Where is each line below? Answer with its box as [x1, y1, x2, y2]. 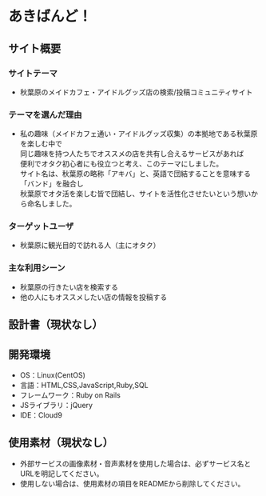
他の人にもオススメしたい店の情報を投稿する [19, 292, 168, 302]
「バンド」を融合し [19, 179, 84, 189]
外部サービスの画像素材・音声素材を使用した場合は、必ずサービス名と [19, 458, 252, 468]
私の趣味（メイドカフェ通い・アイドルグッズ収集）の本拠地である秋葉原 [19, 129, 258, 138]
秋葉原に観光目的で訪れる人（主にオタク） [19, 241, 161, 250]
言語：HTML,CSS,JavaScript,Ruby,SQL [19, 380, 149, 390]
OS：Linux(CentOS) [19, 370, 86, 380]
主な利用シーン [8, 262, 66, 274]
